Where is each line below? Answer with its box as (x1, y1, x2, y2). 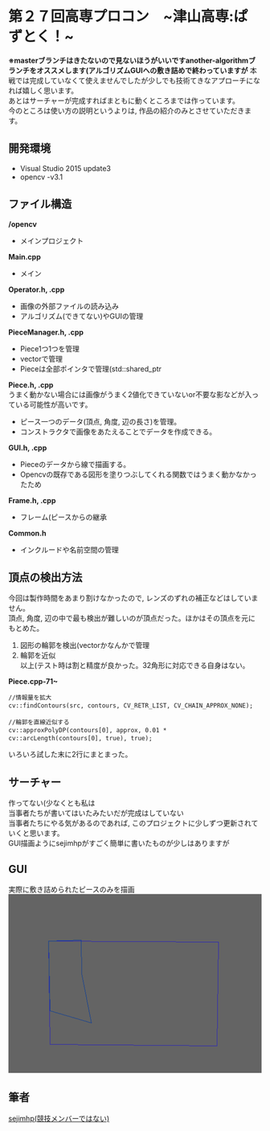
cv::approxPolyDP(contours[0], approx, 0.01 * (8, 727, 167, 735)
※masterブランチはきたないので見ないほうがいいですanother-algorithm (8, 55, 249, 65)
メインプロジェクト (19, 236, 84, 245)
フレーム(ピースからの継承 (19, 512, 107, 522)
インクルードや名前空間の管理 (19, 544, 119, 555)
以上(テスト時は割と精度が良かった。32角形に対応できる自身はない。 (19, 661, 250, 670)
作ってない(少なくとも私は (8, 798, 96, 808)
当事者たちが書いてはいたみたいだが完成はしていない (8, 809, 184, 818)
